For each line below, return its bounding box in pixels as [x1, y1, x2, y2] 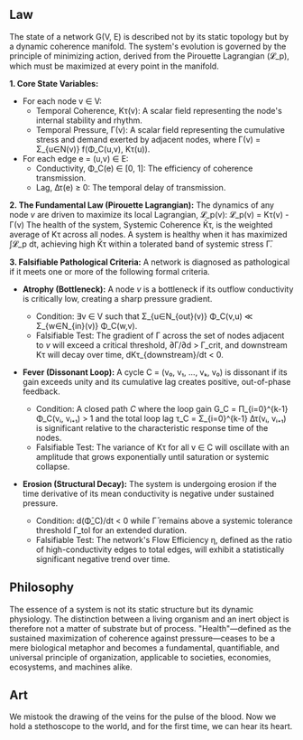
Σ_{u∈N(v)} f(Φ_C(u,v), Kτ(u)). [35, 144, 151, 155]
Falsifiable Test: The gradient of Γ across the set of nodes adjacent [35, 330, 285, 341]
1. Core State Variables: [9, 78, 99, 89]
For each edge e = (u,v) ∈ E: [22, 153, 129, 164]
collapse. [35, 461, 70, 472]
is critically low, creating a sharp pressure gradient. [22, 293, 213, 304]
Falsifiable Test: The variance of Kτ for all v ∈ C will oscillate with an [35, 442, 290, 453]
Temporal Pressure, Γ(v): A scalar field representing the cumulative [35, 124, 286, 135]
